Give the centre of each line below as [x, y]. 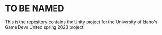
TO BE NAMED [35, 9]
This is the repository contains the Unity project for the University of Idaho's [81, 22]
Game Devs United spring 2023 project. [45, 27]
